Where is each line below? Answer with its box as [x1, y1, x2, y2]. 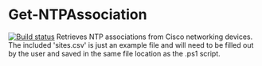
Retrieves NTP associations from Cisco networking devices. [56, 32, 253, 41]
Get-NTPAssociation [8, 6, 147, 24]
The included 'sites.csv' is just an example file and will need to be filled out [8, 40, 254, 49]
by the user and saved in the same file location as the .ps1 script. [8, 49, 221, 58]
